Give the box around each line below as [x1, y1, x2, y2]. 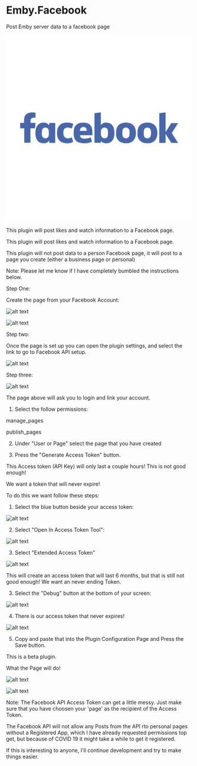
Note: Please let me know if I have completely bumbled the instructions [6, 267, 179, 274]
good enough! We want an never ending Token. [6, 578, 122, 585]
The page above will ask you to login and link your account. [6, 394, 150, 401]
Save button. [14, 641, 46, 649]
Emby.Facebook [6, 4, 87, 17]
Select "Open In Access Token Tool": [14, 526, 105, 533]
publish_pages [6, 428, 42, 436]
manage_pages [6, 417, 44, 424]
